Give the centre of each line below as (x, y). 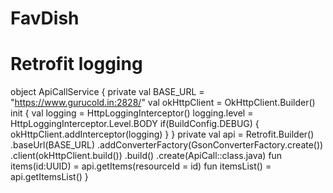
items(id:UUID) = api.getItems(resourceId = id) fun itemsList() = (141, 166)
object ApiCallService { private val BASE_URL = (107, 92)
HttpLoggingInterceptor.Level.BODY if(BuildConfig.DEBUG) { (135, 124)
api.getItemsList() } (49, 177)
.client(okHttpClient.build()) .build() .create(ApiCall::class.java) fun (146, 156)
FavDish (45, 18)
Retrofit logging (76, 64)
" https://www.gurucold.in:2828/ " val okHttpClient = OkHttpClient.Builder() (163, 103)
